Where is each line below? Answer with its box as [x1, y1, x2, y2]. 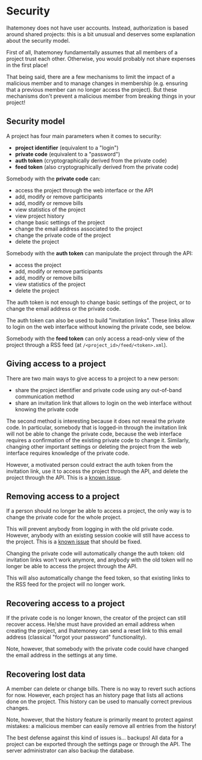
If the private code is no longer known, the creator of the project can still [6, 614, 186, 622]
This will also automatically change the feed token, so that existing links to [6, 574, 191, 581]
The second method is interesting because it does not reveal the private [6, 417, 185, 425]
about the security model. [6, 37, 71, 44]
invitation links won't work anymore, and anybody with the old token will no [6, 556, 193, 563]
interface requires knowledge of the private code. [6, 449, 130, 457]
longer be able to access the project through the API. [6, 563, 137, 570]
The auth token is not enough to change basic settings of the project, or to [6, 299, 191, 306]
